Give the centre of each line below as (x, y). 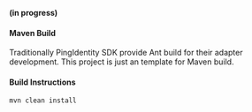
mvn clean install (43, 101)
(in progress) (34, 13)
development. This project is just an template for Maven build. (122, 62)
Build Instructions (43, 82)
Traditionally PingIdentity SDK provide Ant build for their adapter (126, 53)
